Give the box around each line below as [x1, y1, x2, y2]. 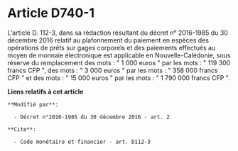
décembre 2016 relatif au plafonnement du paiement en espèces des [7, 35, 210, 44]
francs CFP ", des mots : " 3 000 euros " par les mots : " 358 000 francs [7, 66, 218, 74]
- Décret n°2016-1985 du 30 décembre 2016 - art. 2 [13, 113, 171, 121]
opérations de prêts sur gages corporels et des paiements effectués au [7, 43, 216, 52]
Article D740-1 [7, 5, 94, 21]
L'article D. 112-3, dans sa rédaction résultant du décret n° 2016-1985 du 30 [7, 28, 229, 37]
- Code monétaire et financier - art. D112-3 [13, 138, 151, 145]
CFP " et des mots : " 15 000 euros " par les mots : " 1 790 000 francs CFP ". [7, 73, 230, 82]
